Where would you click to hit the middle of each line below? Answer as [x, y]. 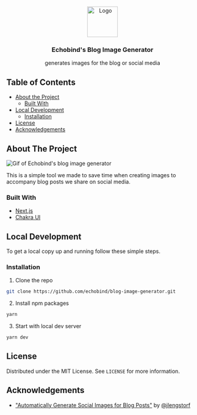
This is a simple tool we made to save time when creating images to [91, 175]
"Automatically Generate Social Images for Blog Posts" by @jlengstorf [103, 405]
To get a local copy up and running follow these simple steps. [83, 251]
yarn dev [17, 337]
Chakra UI [28, 218]
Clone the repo [34, 281]
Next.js [24, 211]
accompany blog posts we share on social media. [69, 182]
